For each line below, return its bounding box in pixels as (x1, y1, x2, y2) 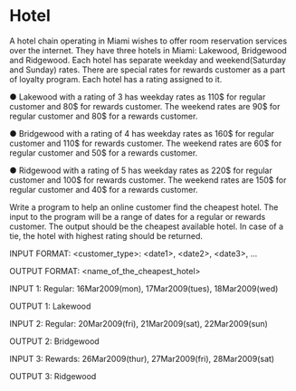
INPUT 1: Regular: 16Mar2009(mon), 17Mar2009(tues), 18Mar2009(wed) (9, 282, 279, 294)
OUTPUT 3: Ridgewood (9, 370, 97, 381)
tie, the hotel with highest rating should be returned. (9, 230, 204, 241)
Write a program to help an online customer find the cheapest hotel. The (9, 201, 279, 213)
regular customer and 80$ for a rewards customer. (9, 110, 198, 121)
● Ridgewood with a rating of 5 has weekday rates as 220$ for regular (9, 165, 273, 176)
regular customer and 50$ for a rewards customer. (9, 147, 198, 158)
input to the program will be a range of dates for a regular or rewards (9, 211, 266, 222)
